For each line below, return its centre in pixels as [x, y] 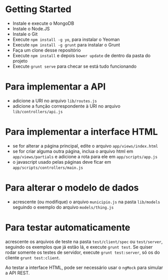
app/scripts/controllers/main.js [48, 168]
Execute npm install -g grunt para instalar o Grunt [66, 44]
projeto [20, 61]
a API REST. [18, 273]
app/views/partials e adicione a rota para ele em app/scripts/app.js [85, 156]
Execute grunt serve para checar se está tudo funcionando [74, 66]
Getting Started [38, 9]
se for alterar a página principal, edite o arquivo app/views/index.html [85, 146]
